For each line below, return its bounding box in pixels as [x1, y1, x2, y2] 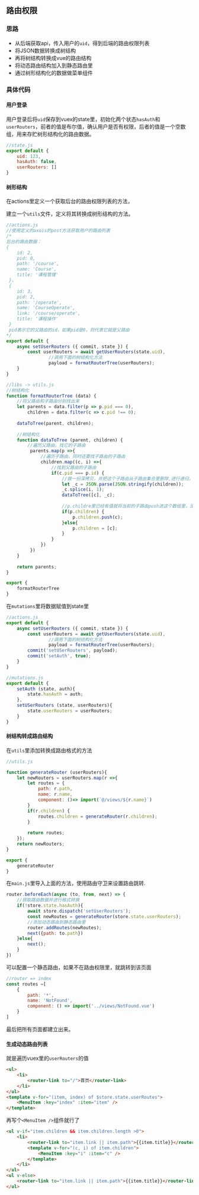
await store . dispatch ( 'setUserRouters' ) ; [27, 908, 131, 914]
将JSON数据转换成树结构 [14, 47, 76, 54]
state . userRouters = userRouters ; [27, 708, 113, 714]
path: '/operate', [17, 299, 62, 306]
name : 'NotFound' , [27, 997, 73, 1004]
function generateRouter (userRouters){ [6, 769, 108, 776]
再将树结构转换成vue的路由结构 [14, 54, 92, 61]
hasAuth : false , [17, 159, 57, 165]
